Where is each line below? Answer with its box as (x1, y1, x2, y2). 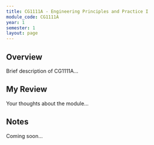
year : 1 (6, 19, 25, 25)
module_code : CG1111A (6, 14, 59, 20)
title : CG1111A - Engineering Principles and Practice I (6, 8, 149, 15)
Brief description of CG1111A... (6, 67, 79, 74)
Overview (6, 52, 43, 62)
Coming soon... (6, 132, 43, 139)
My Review (6, 84, 48, 94)
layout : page (6, 30, 38, 36)
